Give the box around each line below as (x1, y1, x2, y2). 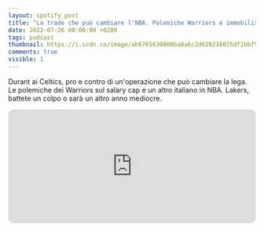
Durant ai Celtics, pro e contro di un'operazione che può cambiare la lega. (8, 76, 247, 86)
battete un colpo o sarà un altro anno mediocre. (8, 93, 163, 103)
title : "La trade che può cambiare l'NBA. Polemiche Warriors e (8, 19, 223, 27)
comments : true (8, 48, 58, 56)
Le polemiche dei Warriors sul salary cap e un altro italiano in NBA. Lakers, (8, 85, 250, 94)
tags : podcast (8, 33, 55, 42)
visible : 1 (8, 56, 44, 64)
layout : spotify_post (8, 11, 79, 20)
